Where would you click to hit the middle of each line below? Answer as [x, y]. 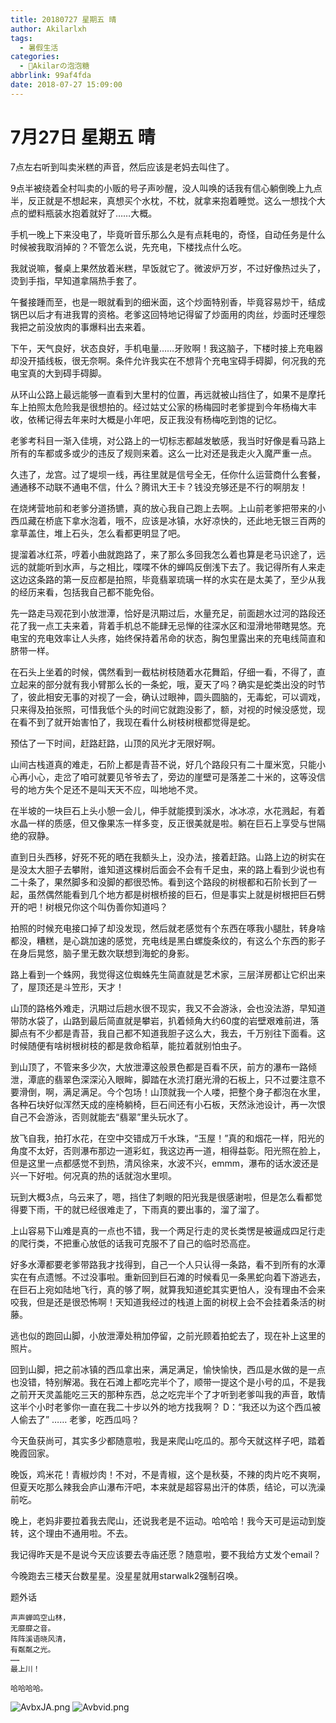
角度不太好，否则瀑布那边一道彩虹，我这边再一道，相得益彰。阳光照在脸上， [168, 1150]
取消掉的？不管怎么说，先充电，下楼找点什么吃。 [145, 247]
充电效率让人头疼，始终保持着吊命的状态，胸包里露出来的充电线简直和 [181, 638]
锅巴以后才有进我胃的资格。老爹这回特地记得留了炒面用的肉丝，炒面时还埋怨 [168, 314]
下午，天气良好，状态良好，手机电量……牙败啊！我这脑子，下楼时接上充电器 [167, 348]
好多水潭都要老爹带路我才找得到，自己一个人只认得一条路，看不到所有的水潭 [168, 1264]
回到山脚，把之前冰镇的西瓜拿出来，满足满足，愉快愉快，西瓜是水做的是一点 [168, 1369]
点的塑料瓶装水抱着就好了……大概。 [84, 213]
